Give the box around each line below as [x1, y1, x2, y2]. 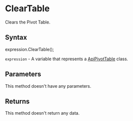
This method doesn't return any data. [5, 110, 80, 116]
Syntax [5, 33, 27, 42]
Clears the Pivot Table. [5, 19, 51, 25]
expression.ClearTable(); [5, 46, 55, 52]
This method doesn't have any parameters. [5, 83, 92, 89]
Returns [5, 97, 30, 105]
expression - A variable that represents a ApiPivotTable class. [5, 56, 128, 62]
